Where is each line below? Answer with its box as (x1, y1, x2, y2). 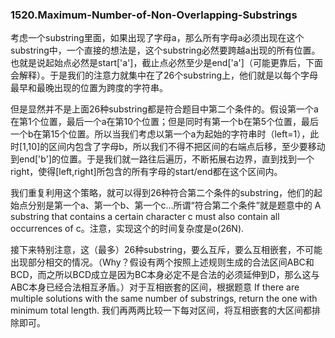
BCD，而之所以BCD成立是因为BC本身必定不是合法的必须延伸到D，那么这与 (10, 269, 320, 281)
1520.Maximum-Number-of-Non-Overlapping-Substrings (10, 8, 298, 22)
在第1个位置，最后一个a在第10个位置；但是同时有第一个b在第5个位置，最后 (10, 116, 319, 128)
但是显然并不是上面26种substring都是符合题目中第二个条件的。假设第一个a (10, 103, 319, 115)
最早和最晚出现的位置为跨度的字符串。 (10, 82, 168, 94)
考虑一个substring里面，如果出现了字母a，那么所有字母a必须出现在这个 (10, 32, 305, 44)
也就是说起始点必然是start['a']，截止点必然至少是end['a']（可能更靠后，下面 (10, 57, 323, 69)
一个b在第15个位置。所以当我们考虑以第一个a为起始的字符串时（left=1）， (10, 128, 311, 140)
